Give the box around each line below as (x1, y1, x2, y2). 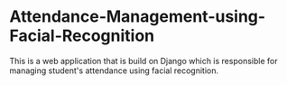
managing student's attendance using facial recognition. (9, 65, 219, 76)
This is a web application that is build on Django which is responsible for (9, 55, 278, 66)
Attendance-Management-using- (9, 6, 266, 27)
